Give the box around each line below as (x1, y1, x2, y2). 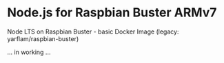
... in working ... (7, 48, 51, 56)
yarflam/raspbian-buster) (7, 34, 79, 42)
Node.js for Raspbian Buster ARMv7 (7, 5, 217, 21)
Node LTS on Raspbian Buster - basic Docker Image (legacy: (7, 27, 179, 36)
